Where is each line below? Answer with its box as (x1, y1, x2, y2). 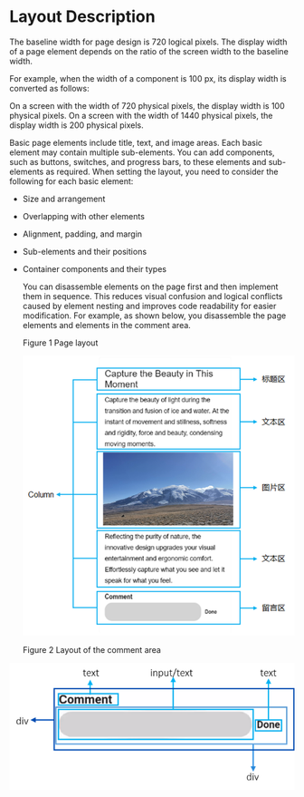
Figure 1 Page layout (22, 337, 99, 348)
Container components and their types (22, 263, 167, 274)
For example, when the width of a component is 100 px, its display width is (9, 73, 287, 83)
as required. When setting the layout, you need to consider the (45, 166, 279, 177)
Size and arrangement (22, 193, 106, 204)
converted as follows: (9, 83, 90, 93)
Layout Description (9, 6, 156, 27)
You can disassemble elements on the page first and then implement (22, 281, 279, 292)
